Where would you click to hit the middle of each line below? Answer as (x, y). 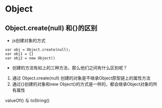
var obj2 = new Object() (30, 58)
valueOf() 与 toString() (27, 100)
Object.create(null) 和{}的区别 (51, 28)
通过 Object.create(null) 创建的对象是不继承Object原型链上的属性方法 (81, 78)
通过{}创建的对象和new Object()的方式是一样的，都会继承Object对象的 (82, 84)
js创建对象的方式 (29, 40)
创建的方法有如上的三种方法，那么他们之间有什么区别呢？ (70, 68)
